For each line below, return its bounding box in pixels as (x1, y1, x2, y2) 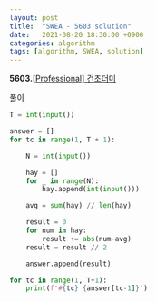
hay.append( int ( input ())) (42, 185, 141, 194)
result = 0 (25, 218, 67, 227)
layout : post (9, 13, 59, 23)
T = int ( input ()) (9, 111, 75, 120)
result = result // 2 (25, 242, 107, 252)
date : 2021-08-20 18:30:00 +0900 (9, 30, 144, 39)
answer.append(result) (25, 259, 112, 268)
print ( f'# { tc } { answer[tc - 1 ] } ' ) (25, 284, 148, 293)
